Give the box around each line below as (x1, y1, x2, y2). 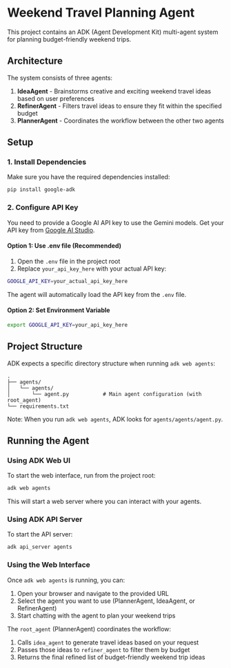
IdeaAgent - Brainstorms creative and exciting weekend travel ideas (17, 87, 212, 95)
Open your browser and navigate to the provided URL (17, 589, 170, 597)
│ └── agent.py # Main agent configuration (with (7, 390, 202, 397)
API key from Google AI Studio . (7, 226, 95, 234)
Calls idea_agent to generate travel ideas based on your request (17, 638, 199, 647)
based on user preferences (17, 94, 94, 102)
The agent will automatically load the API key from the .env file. (7, 290, 187, 298)
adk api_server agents (7, 543, 72, 551)
